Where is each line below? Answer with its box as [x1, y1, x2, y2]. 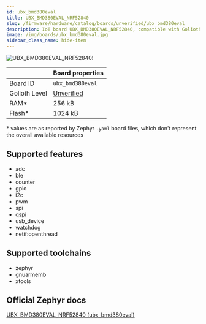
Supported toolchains [6, 248, 91, 258]
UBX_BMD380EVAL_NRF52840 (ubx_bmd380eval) [6, 311, 135, 318]
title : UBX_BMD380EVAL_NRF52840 [6, 15, 89, 21]
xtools [15, 277, 31, 285]
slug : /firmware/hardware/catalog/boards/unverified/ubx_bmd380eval [6, 20, 185, 26]
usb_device [15, 217, 45, 224]
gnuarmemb [15, 271, 47, 278]
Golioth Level [9, 89, 47, 97]
